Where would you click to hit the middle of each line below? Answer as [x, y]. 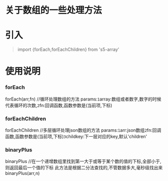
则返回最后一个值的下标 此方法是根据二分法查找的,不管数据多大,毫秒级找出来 [84, 168]
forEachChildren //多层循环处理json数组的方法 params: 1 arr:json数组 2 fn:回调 [83, 130]
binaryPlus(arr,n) [23, 173]
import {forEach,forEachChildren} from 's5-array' [68, 50]
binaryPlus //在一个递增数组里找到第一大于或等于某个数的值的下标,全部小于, [83, 161]
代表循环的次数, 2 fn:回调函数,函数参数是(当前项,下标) [59, 105]
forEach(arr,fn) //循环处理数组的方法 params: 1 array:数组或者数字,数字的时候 [83, 99]
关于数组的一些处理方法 [54, 10]
